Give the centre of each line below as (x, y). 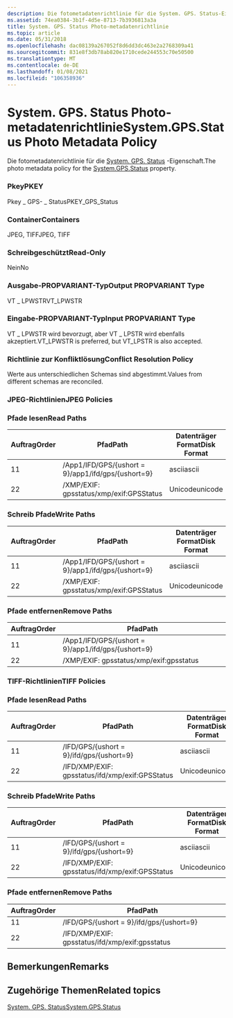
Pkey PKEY (25, 187)
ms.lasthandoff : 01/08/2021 (48, 71)
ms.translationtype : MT (42, 59)
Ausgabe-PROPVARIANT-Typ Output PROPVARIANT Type (106, 286)
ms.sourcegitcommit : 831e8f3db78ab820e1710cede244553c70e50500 (101, 53)
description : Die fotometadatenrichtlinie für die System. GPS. (102, 14)
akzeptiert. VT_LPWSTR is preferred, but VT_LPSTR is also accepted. (105, 341)
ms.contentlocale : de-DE (43, 65)
